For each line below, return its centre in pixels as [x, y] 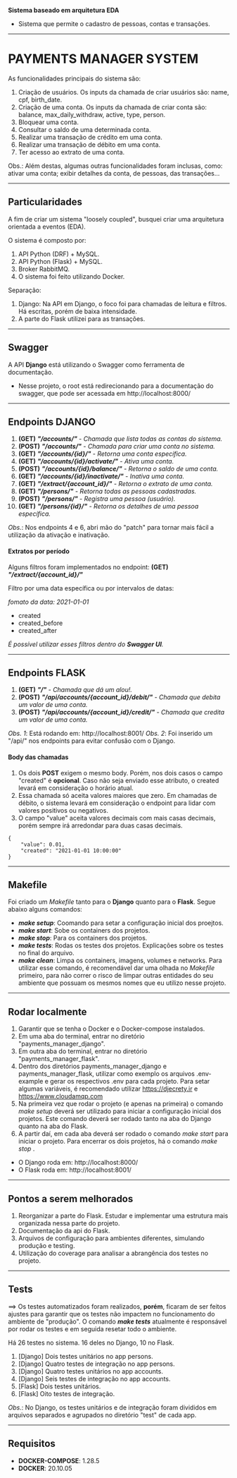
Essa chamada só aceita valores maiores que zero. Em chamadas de [117, 795]
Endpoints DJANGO [52, 422]
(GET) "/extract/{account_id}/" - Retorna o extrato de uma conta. [115, 484]
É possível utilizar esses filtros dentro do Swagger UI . [86, 644]
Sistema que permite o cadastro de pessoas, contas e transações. [114, 24]
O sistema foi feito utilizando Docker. [71, 276]
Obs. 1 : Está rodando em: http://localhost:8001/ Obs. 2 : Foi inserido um [110, 734]
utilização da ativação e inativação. [59, 535]
